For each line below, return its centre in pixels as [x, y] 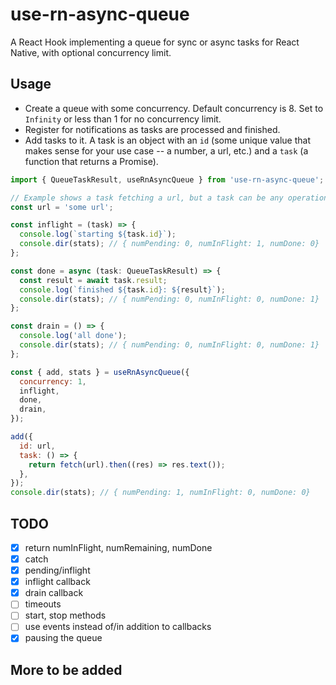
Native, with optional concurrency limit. [91, 52]
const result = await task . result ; [93, 280]
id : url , [37, 446]
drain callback [54, 593]
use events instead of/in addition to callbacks [118, 627]
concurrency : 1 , [53, 381]
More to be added [66, 669]
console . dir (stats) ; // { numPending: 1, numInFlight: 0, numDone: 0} [160, 493]
